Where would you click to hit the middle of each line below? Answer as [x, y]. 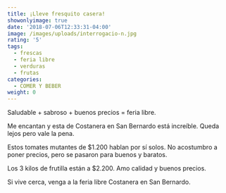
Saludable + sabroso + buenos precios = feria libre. [82, 113]
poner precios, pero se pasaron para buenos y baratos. [87, 155]
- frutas [26, 73]
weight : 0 [22, 92]
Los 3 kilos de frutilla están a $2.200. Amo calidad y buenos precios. [107, 168]
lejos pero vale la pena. [41, 134]
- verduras [30, 66]
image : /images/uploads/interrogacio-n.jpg [72, 33]
